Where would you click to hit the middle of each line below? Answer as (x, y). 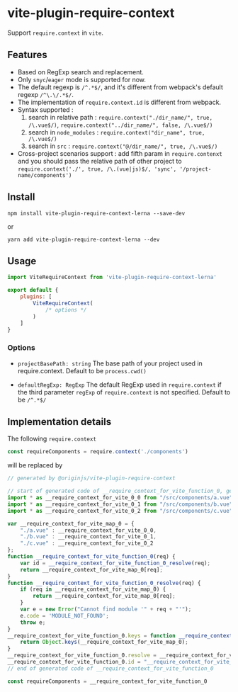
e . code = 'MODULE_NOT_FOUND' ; (65, 616)
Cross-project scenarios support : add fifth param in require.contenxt (120, 153)
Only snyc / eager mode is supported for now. (82, 79)
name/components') (45, 175)
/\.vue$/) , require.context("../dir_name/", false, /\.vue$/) (120, 125)
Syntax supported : (45, 109)
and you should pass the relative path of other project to (100, 161)
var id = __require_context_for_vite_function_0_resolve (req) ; (115, 563)
